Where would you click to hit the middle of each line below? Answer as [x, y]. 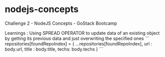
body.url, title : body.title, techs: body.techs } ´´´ [54, 49]
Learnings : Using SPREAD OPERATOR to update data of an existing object [82, 33]
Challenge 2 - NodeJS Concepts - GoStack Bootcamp [61, 23]
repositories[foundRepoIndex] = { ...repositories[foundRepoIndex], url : [78, 43]
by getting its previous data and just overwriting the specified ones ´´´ [77, 38]
